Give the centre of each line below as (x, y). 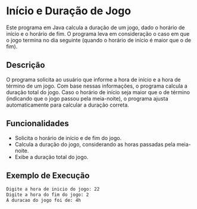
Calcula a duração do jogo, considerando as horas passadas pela (95, 144)
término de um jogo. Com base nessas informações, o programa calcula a (97, 86)
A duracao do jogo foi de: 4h (44, 201)
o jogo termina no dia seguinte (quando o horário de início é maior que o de (99, 40)
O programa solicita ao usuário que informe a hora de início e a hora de (93, 79)
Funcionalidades (38, 124)
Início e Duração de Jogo (69, 11)
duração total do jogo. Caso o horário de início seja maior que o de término (98, 92)
